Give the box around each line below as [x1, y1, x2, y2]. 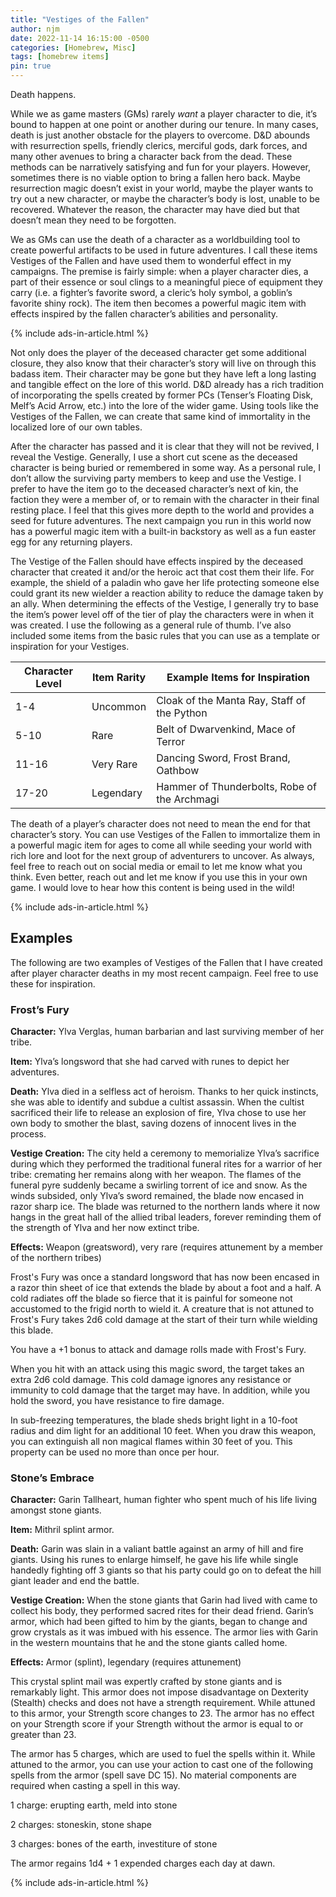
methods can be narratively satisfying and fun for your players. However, [10, 161, 312, 173]
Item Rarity [91, 671, 147, 684]
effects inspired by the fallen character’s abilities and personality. [10, 308, 279, 320]
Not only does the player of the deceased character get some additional [10, 347, 307, 358]
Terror [156, 735, 186, 748]
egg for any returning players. [10, 536, 133, 548]
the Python [156, 706, 208, 720]
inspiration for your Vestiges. [10, 641, 130, 652]
